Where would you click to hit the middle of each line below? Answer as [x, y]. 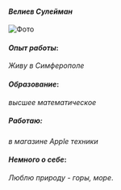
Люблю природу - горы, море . [61, 177]
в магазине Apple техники [53, 141]
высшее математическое [52, 102]
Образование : [34, 84]
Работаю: [25, 120]
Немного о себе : [38, 160]
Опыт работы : [33, 48]
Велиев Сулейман [40, 11]
